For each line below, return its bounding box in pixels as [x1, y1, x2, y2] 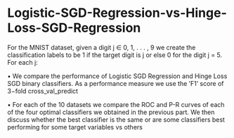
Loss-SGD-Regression [7, 20, 141, 36]
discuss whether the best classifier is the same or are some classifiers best [7, 115, 225, 124]
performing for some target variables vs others [7, 123, 143, 131]
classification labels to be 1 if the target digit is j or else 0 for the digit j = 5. [7, 51, 223, 59]
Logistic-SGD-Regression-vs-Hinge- [7, 5, 227, 21]
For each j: [7, 58, 39, 66]
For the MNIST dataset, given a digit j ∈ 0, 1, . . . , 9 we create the [7, 43, 196, 51]
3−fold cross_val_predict [7, 87, 79, 95]
